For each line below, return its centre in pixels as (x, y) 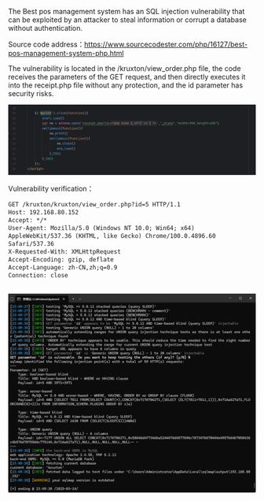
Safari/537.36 (31, 244)
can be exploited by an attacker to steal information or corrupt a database (128, 20)
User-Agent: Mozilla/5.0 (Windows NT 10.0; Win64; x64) (101, 228)
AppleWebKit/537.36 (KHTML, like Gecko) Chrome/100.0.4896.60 (112, 236)
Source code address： (46, 44)
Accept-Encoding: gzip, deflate (61, 260)
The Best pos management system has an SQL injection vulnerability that (126, 11)
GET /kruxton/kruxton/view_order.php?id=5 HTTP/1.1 (94, 205)
